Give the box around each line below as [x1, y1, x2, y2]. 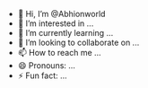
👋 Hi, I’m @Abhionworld [17, 9, 106, 19]
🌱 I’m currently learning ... [17, 28, 114, 38]
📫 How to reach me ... [17, 48, 101, 57]
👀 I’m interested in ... [17, 18, 94, 29]
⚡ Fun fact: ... [17, 70, 67, 81]
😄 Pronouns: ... [17, 60, 76, 71]
